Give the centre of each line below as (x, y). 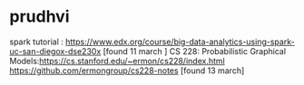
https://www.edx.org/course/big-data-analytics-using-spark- (180, 42)
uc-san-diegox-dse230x (55, 51)
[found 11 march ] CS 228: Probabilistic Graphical (195, 51)
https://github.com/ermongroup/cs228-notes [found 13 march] (127, 71)
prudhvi (39, 17)
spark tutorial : (36, 42)
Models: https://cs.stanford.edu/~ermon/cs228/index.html (117, 61)
